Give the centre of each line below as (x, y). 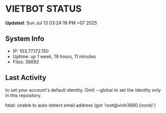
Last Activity (26, 78)
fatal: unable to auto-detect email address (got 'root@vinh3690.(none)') (81, 105)
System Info (25, 39)
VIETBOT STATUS (44, 9)
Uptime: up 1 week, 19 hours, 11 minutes (54, 56)
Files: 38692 (26, 62)
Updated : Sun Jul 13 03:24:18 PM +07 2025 (51, 23)
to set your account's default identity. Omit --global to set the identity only (83, 90)
